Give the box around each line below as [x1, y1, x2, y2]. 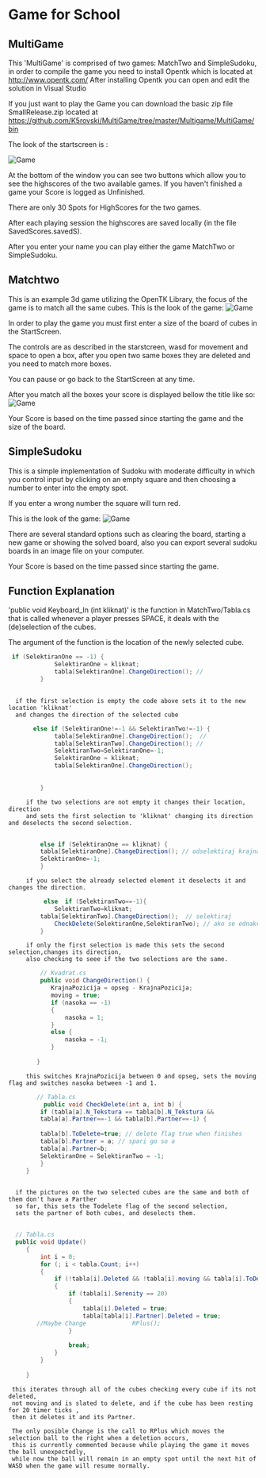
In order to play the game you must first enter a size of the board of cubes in [8, 318, 257, 327]
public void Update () [15, 1238, 87, 1246]
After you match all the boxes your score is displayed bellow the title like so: [8, 389, 256, 399]
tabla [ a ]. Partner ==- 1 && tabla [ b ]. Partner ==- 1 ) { [40, 1115, 207, 1123]
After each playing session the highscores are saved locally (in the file [8, 218, 237, 227]
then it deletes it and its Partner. [11, 1413, 136, 1421]
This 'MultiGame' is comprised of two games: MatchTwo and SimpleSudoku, [8, 58, 257, 68]
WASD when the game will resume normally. [8, 1461, 150, 1470]
